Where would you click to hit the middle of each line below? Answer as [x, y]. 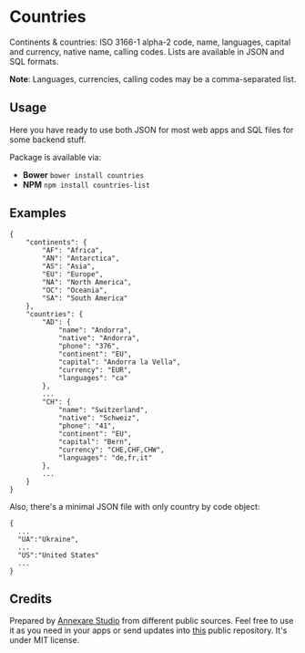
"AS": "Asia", [69, 266]
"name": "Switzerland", [103, 409]
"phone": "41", [87, 426]
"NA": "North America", [87, 282]
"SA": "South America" [85, 298]
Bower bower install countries [83, 174]
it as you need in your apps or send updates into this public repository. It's [148, 630]
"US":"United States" [59, 555]
